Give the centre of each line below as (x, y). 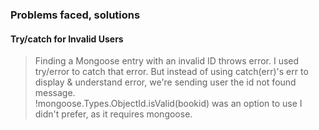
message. (55, 93)
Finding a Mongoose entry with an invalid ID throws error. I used (167, 61)
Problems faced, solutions (75, 15)
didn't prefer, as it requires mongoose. (113, 114)
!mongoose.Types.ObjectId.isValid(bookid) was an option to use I (168, 104)
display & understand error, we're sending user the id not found (165, 82)
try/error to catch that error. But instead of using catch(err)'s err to (171, 72)
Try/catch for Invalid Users (67, 39)
